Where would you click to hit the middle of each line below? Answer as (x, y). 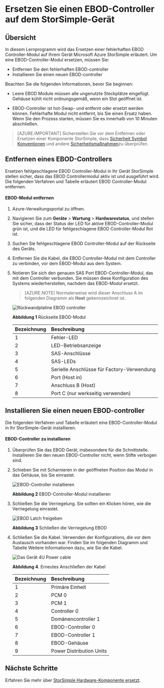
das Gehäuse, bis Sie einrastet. (43, 475)
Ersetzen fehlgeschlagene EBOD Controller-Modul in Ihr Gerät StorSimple (79, 171)
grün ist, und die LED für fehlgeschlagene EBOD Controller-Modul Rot (82, 229)
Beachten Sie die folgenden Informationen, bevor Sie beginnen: (69, 84)
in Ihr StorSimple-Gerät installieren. (41, 427)
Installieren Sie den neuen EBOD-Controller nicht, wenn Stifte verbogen (84, 455)
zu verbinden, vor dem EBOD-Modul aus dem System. (67, 264)
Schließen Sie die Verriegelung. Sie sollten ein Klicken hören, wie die (82, 503)
